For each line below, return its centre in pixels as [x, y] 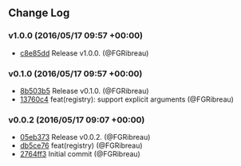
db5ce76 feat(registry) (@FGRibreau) [81, 145]
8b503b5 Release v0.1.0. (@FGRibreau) [84, 91]
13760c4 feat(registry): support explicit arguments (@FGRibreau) [126, 99]
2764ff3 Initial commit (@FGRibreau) [80, 154]
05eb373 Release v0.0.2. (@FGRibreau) [85, 137]
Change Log [39, 13]
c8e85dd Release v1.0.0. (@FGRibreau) [84, 53]
